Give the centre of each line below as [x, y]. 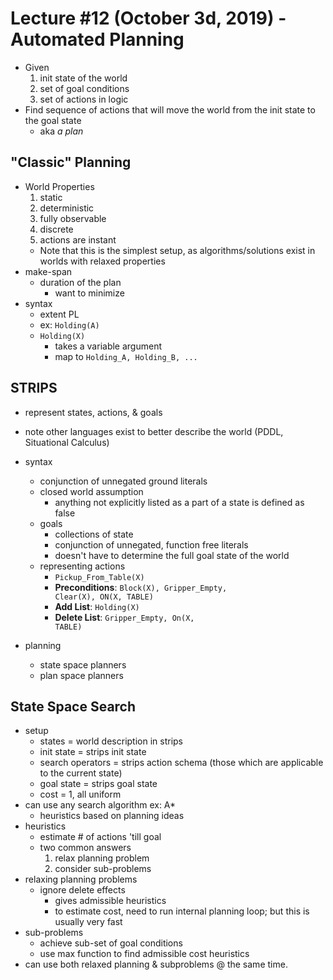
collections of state [94, 534]
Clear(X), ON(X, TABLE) [104, 597]
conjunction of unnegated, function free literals [151, 544]
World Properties [59, 186]
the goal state [53, 120]
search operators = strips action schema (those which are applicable [181, 763]
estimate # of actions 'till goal [100, 837]
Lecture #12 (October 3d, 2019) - [148, 18]
